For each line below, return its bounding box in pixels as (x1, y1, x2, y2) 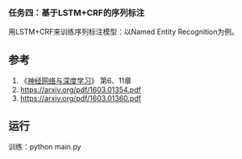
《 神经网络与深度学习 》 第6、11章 (19, 76, 131, 86)
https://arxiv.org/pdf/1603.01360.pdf (19, 94, 141, 103)
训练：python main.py (8, 141, 81, 151)
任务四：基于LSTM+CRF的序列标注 (8, 6, 145, 18)
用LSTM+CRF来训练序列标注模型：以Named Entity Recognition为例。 (8, 27, 240, 37)
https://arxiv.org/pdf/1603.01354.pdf (19, 85, 141, 94)
